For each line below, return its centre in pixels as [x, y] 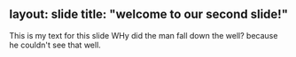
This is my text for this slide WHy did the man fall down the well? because [144, 35]
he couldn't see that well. [55, 45]
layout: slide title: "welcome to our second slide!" [149, 14]
